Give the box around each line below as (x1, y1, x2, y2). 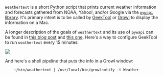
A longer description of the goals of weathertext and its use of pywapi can (5, 29, 154, 35)
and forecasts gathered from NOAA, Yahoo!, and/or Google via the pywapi (5, 9, 153, 15)
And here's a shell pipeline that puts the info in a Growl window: (5, 58, 134, 64)
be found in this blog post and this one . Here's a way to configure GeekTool (5, 34, 158, 40)
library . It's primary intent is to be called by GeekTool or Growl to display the (5, 15, 158, 20)
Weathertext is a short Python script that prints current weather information (5, 4, 157, 10)
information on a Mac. (5, 19, 49, 25)
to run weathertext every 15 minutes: (5, 39, 79, 45)
